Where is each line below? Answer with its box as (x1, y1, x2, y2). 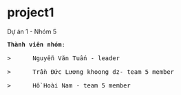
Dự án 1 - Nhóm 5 (7, 27, 57, 36)
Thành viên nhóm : (7, 40, 65, 49)
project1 (7, 5, 54, 21)
